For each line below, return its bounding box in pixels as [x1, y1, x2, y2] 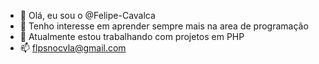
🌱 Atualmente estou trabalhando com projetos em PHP [19, 31, 245, 42]
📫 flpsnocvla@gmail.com [19, 42, 127, 54]
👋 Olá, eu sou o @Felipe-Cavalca [19, 10, 156, 21]
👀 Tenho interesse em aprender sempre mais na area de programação [19, 20, 309, 32]
